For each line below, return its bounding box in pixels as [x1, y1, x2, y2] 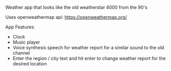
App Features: [5, 24, 35, 30]
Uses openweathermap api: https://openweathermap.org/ [5, 14, 127, 20]
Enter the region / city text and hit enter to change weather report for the [12, 55, 166, 61]
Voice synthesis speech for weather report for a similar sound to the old [12, 45, 164, 50]
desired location [12, 61, 47, 66]
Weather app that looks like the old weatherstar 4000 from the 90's [5, 5, 147, 10]
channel [12, 50, 30, 56]
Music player [12, 39, 40, 45]
